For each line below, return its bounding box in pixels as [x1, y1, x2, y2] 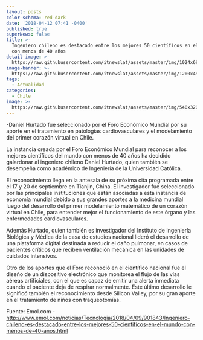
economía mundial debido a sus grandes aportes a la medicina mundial [6, 196, 184, 203]
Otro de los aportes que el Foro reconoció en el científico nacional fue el [6, 264, 186, 271]
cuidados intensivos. [6, 252, 58, 260]
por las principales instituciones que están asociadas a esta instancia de [6, 189, 187, 196]
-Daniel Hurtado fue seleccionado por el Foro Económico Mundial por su [6, 121, 187, 128]
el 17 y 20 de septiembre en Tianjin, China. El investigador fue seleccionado [6, 182, 195, 190]
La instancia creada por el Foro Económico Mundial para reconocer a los [6, 146, 187, 153]
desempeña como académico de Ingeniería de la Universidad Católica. [6, 164, 182, 172]
